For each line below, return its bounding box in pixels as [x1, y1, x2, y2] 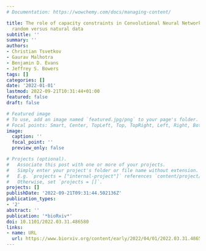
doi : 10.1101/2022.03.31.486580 [6, 219, 89, 225]
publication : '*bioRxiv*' [6, 212, 72, 219]
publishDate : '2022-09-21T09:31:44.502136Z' [6, 190, 122, 197]
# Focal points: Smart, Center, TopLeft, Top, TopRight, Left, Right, [6, 122, 191, 129]
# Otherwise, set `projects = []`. [6, 179, 103, 185]
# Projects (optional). [6, 156, 67, 162]
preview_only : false [12, 145, 64, 151]
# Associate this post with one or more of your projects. [6, 162, 166, 168]
